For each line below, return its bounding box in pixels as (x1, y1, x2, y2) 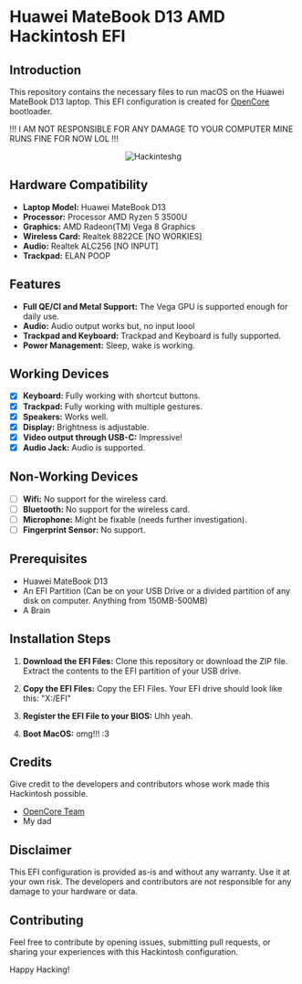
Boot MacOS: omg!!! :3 (22, 728, 109, 739)
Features (9, 277, 61, 292)
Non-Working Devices (9, 469, 139, 485)
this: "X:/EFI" (22, 693, 71, 704)
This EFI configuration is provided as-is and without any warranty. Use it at (9, 866, 290, 878)
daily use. (22, 311, 59, 322)
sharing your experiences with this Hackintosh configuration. (9, 946, 239, 957)
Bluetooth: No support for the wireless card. (22, 503, 190, 514)
